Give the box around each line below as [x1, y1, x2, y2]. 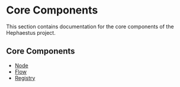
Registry [14, 74, 36, 81]
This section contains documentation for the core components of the [6, 23, 174, 30]
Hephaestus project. [6, 29, 56, 36]
